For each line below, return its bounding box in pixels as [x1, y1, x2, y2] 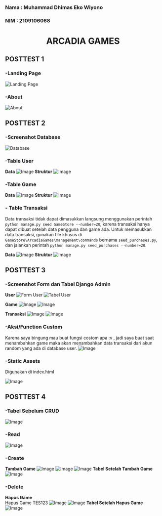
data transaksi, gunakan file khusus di [5, 231, 82, 237]
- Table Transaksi [5, 205, 48, 212]
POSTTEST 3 [5, 266, 46, 274]
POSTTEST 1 [5, 55, 44, 63]
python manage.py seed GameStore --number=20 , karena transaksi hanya [5, 221, 150, 227]
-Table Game [5, 181, 37, 188]
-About [5, 93, 23, 100]
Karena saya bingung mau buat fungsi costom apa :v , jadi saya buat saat [5, 335, 154, 341]
